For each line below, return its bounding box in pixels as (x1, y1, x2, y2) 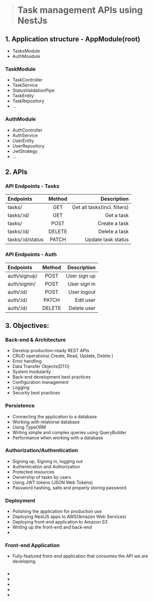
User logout (68, 288, 96, 295)
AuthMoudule (12, 53, 41, 59)
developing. (12, 558, 37, 564)
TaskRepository (12, 98, 45, 104)
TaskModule (5, 66, 36, 73)
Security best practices (12, 390, 61, 396)
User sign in (68, 280, 96, 287)
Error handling (12, 358, 42, 364)
